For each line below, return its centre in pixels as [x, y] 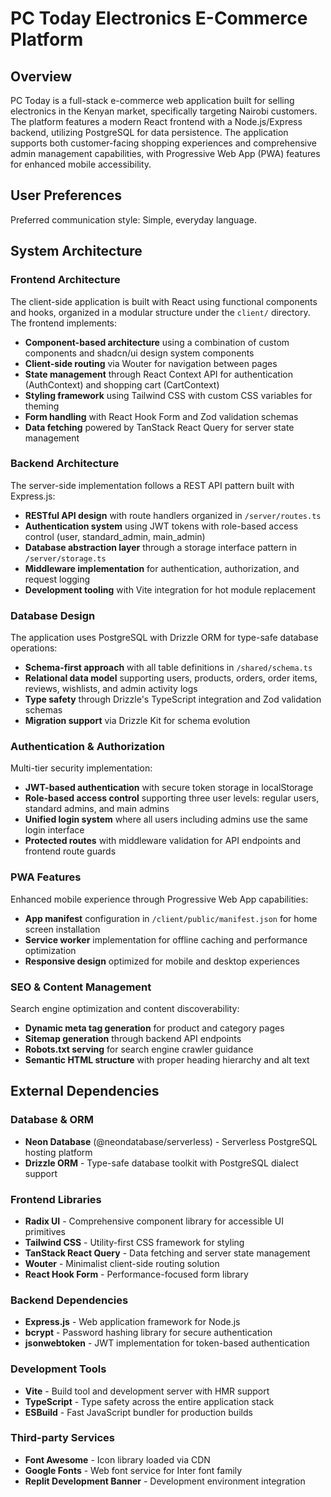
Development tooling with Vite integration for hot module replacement [170, 589]
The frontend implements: [64, 323]
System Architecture [76, 251]
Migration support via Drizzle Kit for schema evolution [137, 721]
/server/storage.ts [65, 558]
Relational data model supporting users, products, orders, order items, [171, 678]
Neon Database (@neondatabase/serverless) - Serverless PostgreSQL [171, 1141]
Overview [41, 76]
